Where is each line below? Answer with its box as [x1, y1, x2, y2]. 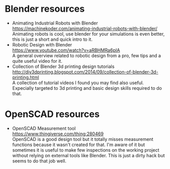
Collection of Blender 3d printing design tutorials [12, 63, 115, 69]
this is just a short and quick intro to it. [12, 36, 93, 42]
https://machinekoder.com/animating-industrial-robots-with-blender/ [12, 25, 158, 31]
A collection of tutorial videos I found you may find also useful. [12, 80, 144, 86]
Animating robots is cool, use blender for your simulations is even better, [12, 31, 165, 37]
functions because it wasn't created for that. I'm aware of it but [12, 141, 145, 148]
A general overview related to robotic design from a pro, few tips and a [12, 52, 161, 59]
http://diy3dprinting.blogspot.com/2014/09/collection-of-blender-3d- [12, 68, 159, 75]
